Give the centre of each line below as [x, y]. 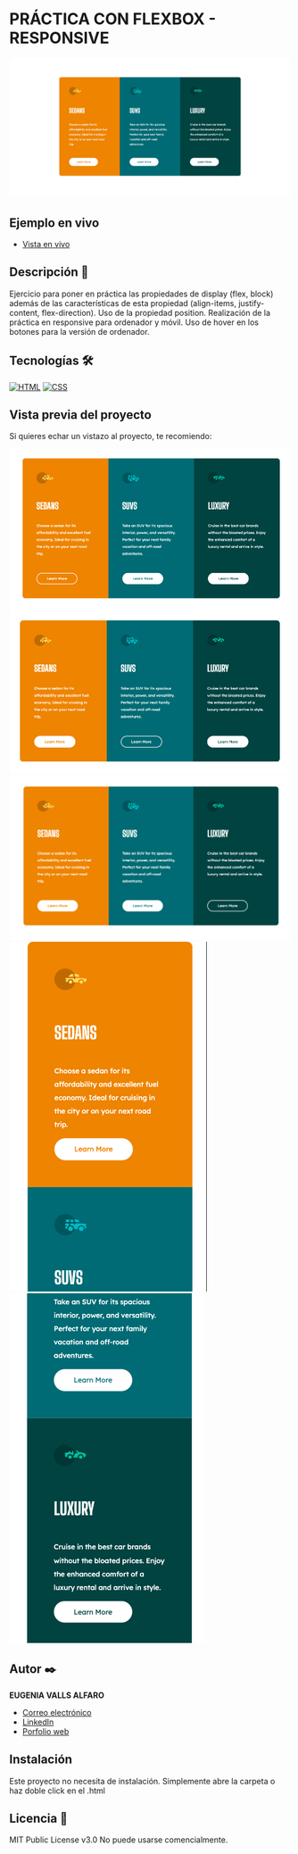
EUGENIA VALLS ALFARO [57, 1695]
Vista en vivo [46, 245]
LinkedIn [38, 1722]
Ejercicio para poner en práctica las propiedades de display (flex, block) [141, 294]
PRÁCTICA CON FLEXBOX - [113, 19]
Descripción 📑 [49, 272]
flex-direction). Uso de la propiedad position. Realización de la [156, 312]
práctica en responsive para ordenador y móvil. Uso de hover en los [134, 322]
